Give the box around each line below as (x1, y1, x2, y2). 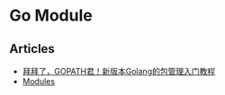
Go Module (9, 5, 93, 26)
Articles (9, 41, 56, 56)
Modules (22, 76, 56, 86)
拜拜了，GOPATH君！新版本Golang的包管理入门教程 (22, 66, 216, 76)
